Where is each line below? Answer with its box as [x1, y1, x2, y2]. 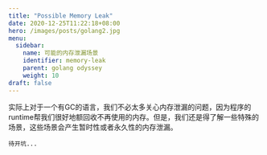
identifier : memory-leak [23, 57, 106, 65]
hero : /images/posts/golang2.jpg [8, 27, 121, 35]
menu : [8, 34, 27, 43]
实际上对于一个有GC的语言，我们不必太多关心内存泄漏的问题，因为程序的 [8, 102, 252, 112]
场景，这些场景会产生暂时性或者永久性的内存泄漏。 [8, 122, 178, 132]
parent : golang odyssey [23, 64, 103, 72]
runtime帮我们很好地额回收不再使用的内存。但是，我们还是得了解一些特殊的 [8, 112, 260, 121]
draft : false [8, 79, 52, 87]
